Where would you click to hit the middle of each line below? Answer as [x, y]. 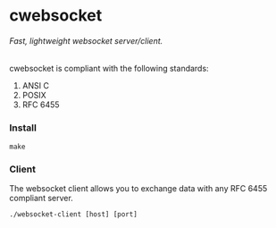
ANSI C [35, 86]
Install [23, 128]
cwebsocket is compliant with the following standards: [109, 69]
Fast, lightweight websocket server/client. [86, 40]
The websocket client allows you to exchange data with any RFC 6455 [138, 188]
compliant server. [41, 198]
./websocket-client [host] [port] [74, 214]
